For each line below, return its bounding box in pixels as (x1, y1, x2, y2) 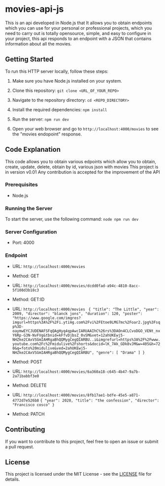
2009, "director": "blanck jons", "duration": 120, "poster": (12, 311, 143, 316)
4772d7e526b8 (12, 398, 39, 403)
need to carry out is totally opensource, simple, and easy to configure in (5, 30, 152, 36)
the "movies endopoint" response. (12, 131, 82, 137)
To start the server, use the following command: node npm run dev (5, 216, 139, 222)
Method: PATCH (12, 411, 45, 417)
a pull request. (5, 443, 34, 449)
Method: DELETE (12, 382, 47, 388)
